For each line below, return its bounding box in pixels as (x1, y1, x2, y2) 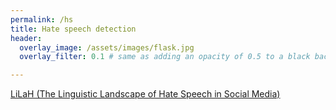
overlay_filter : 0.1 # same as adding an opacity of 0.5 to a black (19, 52, 311, 62)
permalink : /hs (10, 14, 74, 25)
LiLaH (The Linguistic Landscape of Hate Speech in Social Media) (10, 88, 281, 100)
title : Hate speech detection (10, 24, 137, 34)
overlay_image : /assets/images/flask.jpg (19, 42, 195, 53)
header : (10, 33, 43, 43)
